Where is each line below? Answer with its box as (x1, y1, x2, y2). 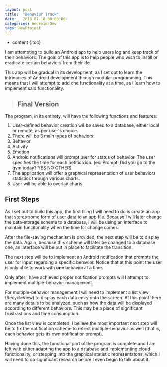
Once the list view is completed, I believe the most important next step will (5, 320, 158, 326)
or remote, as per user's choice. (12, 127, 78, 133)
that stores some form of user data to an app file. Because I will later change (5, 214, 162, 220)
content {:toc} (12, 39, 41, 45)
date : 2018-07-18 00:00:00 (5, 16, 66, 21)
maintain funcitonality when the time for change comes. (5, 224, 119, 230)
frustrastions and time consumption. (5, 310, 80, 316)
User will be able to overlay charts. (12, 180, 83, 187)
